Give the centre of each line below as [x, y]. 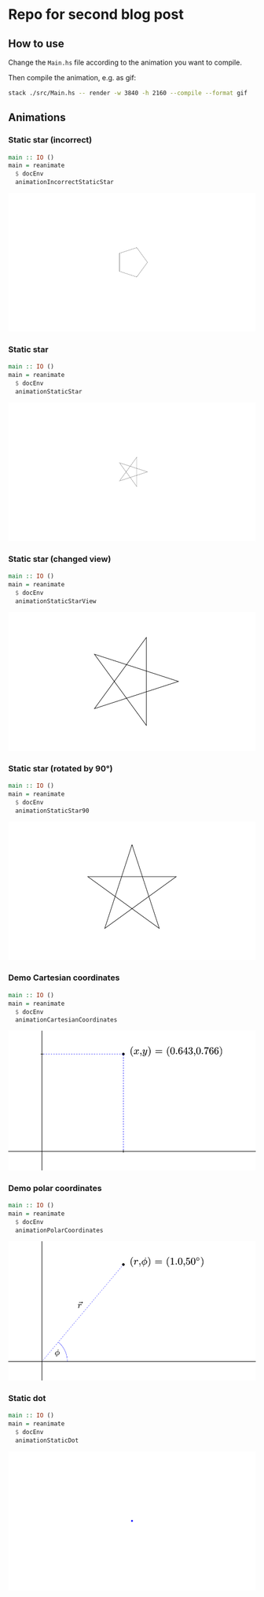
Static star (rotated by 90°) [60, 768]
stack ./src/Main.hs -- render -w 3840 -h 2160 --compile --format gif [128, 93]
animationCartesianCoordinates [66, 1020]
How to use [36, 44]
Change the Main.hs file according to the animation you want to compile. [125, 62]
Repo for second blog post [96, 15]
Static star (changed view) [60, 559]
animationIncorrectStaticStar [64, 183]
